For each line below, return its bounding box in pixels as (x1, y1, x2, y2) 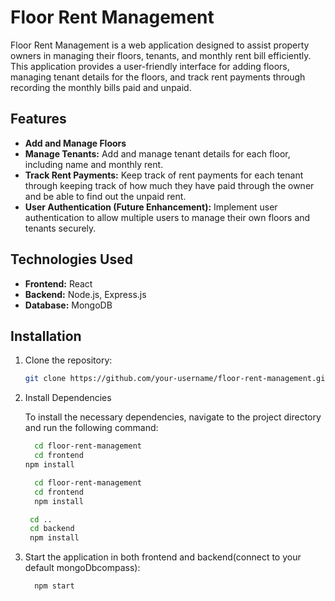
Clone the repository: (24, 354, 113, 366)
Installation (10, 327, 82, 345)
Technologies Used (10, 251, 133, 268)
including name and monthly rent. (24, 158, 164, 170)
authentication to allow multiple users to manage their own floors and (24, 211, 311, 223)
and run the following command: (24, 422, 159, 434)
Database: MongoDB (24, 299, 113, 311)
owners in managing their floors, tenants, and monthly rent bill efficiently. (10, 49, 312, 61)
